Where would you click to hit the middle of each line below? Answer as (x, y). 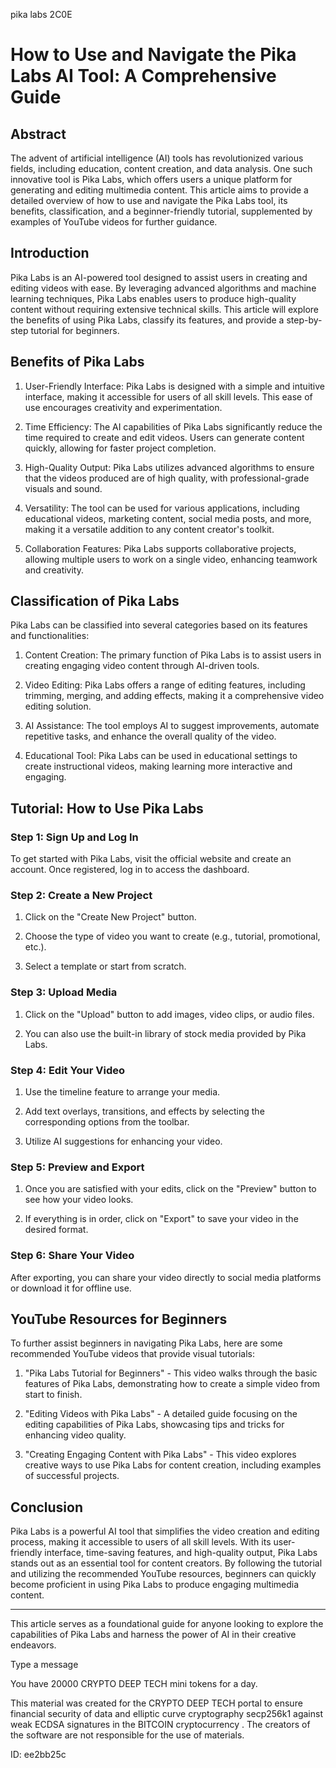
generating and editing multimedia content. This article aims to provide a (159, 190)
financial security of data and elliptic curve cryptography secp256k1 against (166, 1714)
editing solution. (58, 706)
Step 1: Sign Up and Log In (74, 837)
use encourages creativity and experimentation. (123, 407)
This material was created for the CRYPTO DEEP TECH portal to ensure (156, 1703)
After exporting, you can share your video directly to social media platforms (166, 1277)
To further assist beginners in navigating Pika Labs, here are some (146, 1343)
